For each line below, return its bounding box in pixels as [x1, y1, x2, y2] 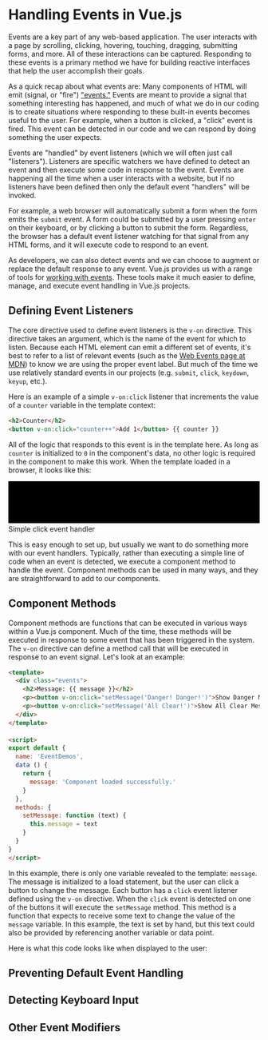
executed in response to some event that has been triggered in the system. [8, 635, 255, 644]
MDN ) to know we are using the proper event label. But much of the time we [8, 359, 258, 369]
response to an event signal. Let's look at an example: [8, 651, 185, 661]
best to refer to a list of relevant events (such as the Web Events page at [8, 350, 246, 361]
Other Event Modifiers [8, 1021, 121, 1034]
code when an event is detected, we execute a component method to [8, 556, 237, 566]
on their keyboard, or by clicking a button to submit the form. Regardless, [8, 222, 249, 233]
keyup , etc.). [8, 376, 48, 385]
